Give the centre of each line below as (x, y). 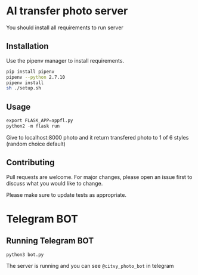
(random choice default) (36, 144)
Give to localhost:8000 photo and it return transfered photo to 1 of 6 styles (98, 137)
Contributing (30, 163)
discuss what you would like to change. (55, 183)
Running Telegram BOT (50, 241)
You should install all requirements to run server (65, 27)
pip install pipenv (30, 72)
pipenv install (25, 83)
